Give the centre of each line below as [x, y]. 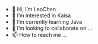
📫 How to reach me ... [39, 35]
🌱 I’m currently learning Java [47, 22]
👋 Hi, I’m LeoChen [34, 9]
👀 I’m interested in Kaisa [41, 15]
